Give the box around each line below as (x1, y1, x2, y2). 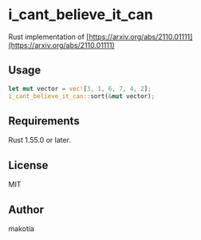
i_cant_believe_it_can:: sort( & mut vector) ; (8, 92, 156, 100)
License (8, 158, 49, 172)
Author (8, 203, 44, 216)
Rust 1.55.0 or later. (8, 136, 72, 145)
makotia (8, 223, 34, 233)
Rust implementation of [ (8, 32, 89, 41)
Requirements (8, 114, 80, 128)
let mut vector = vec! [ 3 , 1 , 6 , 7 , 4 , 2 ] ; (8, 85, 152, 92)
